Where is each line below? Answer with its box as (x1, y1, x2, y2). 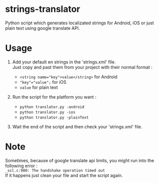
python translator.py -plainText (19, 115, 89, 120)
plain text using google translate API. (5, 25, 80, 31)
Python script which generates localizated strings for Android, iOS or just (5, 20, 155, 26)
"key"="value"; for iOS (19, 79, 67, 85)
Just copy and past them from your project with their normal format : (12, 64, 153, 70)
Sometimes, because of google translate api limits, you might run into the (5, 157, 155, 163)
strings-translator (5, 3, 80, 15)
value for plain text (19, 84, 58, 90)
